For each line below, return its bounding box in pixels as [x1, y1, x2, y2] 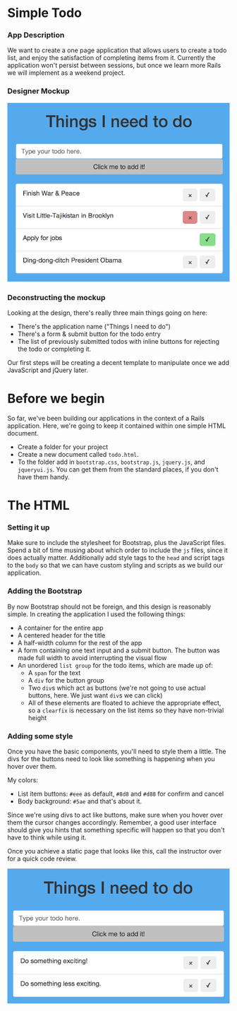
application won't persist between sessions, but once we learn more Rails [7, 61, 221, 70]
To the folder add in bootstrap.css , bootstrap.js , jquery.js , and [17, 457, 206, 466]
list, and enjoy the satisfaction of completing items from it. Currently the [7, 54, 216, 62]
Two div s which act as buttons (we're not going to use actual [28, 683, 206, 692]
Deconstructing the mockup [7, 292, 106, 302]
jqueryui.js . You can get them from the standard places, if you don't [17, 465, 219, 474]
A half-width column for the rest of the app [17, 638, 142, 647]
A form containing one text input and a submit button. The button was [17, 646, 220, 654]
